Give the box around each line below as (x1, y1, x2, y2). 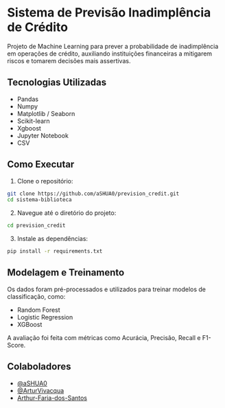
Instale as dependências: (16, 235, 88, 243)
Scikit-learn (16, 117, 50, 125)
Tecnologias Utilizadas (7, 77, 107, 89)
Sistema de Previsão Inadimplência (7, 5, 211, 21)
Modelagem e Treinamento (7, 267, 125, 279)
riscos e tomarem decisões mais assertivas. (7, 56, 131, 65)
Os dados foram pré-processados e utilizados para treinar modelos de (7, 285, 206, 293)
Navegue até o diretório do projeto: (16, 209, 117, 217)
